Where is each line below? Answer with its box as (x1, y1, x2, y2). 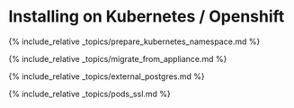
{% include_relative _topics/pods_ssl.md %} (8, 88, 172, 99)
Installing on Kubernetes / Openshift (8, 6, 285, 27)
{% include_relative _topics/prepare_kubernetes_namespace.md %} (8, 36, 261, 47)
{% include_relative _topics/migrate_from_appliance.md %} (8, 53, 227, 64)
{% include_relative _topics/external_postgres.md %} (8, 70, 206, 82)
